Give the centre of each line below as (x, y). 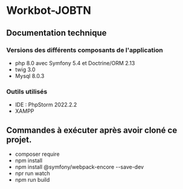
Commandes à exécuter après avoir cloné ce (92, 130)
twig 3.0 (25, 69)
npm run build (32, 179)
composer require (37, 154)
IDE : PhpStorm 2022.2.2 (46, 105)
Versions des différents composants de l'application (85, 50)
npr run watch (32, 173)
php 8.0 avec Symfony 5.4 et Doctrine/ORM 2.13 (75, 63)
